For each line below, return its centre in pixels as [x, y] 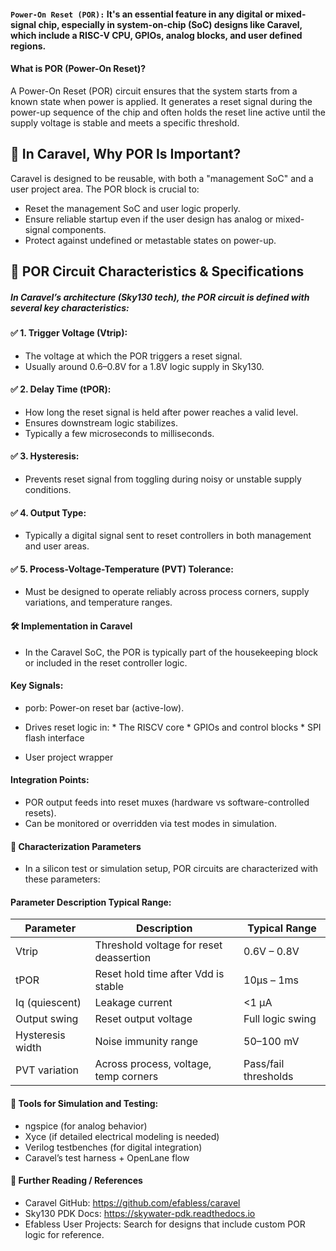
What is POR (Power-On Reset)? [78, 69]
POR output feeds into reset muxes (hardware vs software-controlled [167, 802]
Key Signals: [37, 686]
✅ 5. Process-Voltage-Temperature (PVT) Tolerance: [122, 569]
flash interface [54, 737]
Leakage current [133, 1003]
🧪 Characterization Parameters [76, 846]
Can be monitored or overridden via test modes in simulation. [151, 823]
